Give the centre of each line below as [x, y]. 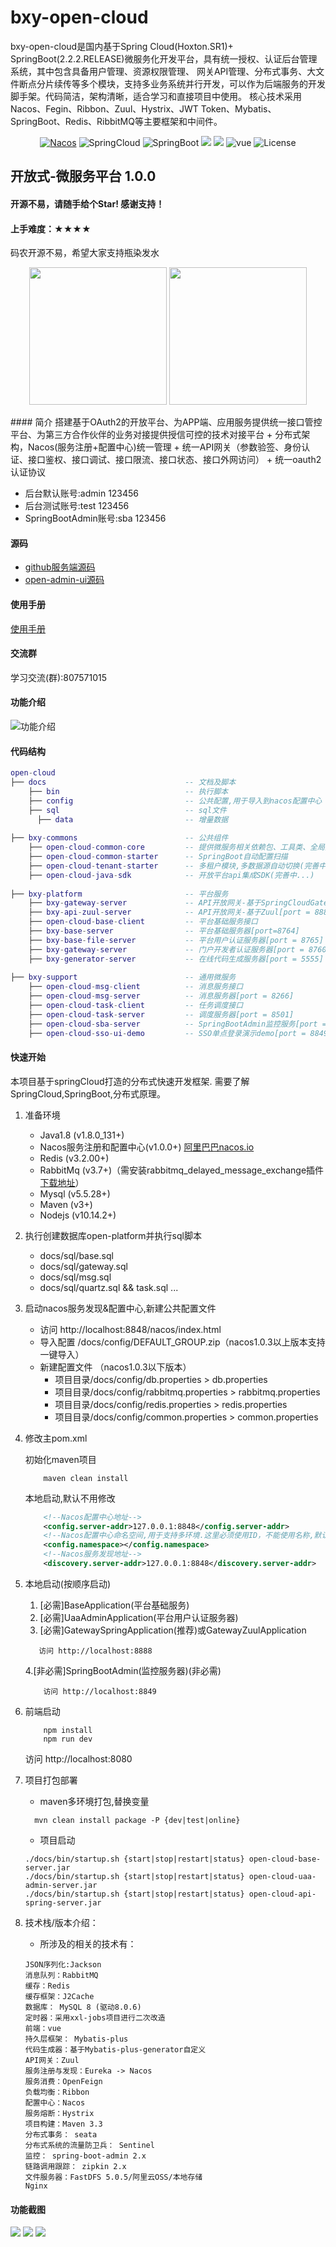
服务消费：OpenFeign [63, 2081]
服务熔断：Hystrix [59, 2113]
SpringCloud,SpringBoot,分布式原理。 [88, 1093]
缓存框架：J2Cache [59, 1996]
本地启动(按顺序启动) [68, 1583]
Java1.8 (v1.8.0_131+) [82, 1135]
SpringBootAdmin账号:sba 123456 [95, 518]
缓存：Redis [47, 1986]
